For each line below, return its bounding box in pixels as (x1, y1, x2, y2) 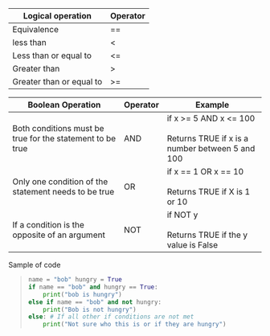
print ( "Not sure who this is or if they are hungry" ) (43, 321, 227, 329)
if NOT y (166, 209, 198, 220)
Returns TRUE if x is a (166, 133, 249, 144)
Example (195, 100, 230, 110)
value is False (166, 240, 219, 250)
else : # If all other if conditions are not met (27, 313, 194, 321)
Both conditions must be (12, 123, 104, 133)
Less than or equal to (12, 50, 92, 61)
